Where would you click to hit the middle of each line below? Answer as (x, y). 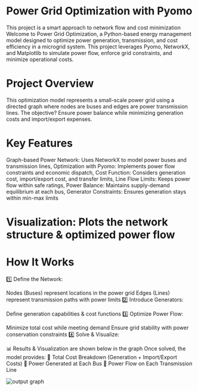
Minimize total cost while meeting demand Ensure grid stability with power (98, 328)
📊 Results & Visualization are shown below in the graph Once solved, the (96, 349)
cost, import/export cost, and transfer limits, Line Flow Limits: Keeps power (98, 179)
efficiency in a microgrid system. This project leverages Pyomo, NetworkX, (98, 47)
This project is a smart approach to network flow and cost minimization (93, 28)
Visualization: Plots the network (87, 222)
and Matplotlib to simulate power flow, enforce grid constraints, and (89, 53)
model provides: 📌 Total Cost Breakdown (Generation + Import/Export (92, 357)
